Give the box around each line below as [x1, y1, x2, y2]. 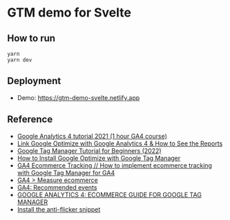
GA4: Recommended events [17, 183, 97, 191]
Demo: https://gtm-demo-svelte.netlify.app [17, 93, 140, 101]
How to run [7, 32, 56, 44]
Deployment [7, 75, 61, 87]
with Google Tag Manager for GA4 [17, 168, 115, 177]
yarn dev [7, 57, 32, 63]
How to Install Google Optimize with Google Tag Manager [17, 154, 181, 162]
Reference [7, 114, 53, 126]
